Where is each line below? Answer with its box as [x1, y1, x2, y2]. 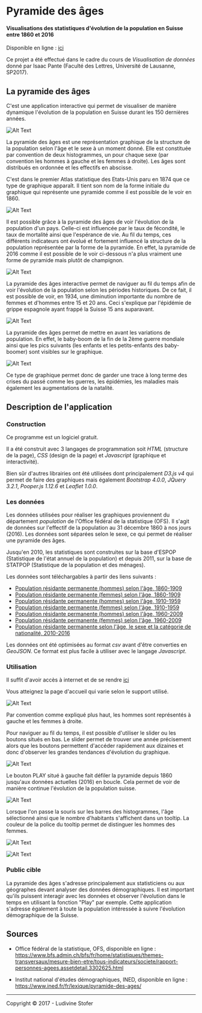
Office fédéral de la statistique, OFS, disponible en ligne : [14, 945, 156, 952]
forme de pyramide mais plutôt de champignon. [6, 257, 124, 264]
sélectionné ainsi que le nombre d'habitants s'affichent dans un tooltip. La [6, 815, 189, 822]
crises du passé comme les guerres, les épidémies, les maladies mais [6, 378, 179, 385]
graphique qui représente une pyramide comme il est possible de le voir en [6, 189, 192, 196]
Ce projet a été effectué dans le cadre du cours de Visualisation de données [6, 56, 195, 63]
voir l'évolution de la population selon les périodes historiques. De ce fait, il [6, 286, 192, 293]
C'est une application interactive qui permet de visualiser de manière [6, 102, 177, 110]
